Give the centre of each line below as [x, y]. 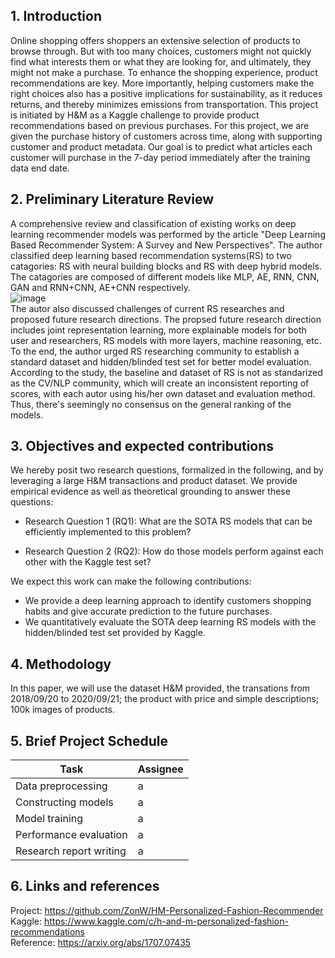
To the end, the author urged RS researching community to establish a [155, 351]
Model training [49, 819]
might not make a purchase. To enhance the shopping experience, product [164, 72]
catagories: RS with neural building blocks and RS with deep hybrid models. [166, 266]
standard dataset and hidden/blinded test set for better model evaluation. [161, 361]
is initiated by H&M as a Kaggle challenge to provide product [135, 115]
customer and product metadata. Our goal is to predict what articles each [161, 146]
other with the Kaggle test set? [88, 562]
